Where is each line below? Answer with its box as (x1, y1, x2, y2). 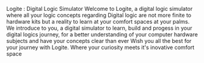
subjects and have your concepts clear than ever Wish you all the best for (6, 38, 192, 44)
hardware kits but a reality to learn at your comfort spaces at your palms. (6, 18, 190, 25)
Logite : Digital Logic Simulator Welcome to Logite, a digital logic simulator (6, 5, 193, 12)
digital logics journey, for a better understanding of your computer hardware (6, 31, 199, 38)
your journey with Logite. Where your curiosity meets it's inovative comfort (6, 44, 195, 51)
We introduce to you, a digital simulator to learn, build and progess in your (6, 24, 192, 31)
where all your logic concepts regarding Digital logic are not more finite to (6, 12, 191, 19)
